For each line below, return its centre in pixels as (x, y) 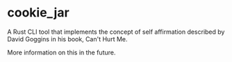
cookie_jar (38, 13)
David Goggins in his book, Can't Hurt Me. (67, 39)
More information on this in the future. (61, 52)
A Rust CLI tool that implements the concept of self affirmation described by (116, 32)
